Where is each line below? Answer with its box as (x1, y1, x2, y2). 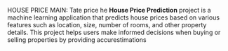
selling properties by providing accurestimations (7, 36, 147, 44)
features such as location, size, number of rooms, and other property (7, 21, 207, 29)
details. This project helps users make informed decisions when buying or (7, 28, 221, 36)
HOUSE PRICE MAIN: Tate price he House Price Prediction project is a (7, 6, 212, 14)
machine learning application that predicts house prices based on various (7, 13, 220, 22)
